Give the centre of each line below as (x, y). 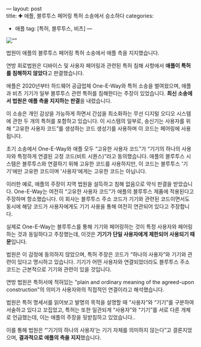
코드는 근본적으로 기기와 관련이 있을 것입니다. (59, 269)
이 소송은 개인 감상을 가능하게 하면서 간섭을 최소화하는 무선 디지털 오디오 (91, 114)
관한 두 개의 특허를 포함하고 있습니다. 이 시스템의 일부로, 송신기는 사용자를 (98, 121)
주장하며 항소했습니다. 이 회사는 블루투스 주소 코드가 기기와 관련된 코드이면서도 (98, 199)
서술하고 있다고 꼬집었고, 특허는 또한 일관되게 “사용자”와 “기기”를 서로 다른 (93, 310)
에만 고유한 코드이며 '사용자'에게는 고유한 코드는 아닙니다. (80, 171)
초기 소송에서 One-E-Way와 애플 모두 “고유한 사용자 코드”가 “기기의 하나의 (93, 149)
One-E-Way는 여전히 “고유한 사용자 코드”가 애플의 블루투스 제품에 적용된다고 (104, 191)
